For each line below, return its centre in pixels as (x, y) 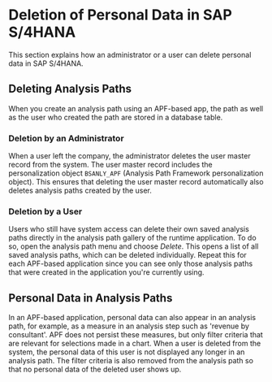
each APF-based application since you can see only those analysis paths (131, 264)
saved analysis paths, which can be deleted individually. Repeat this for (128, 255)
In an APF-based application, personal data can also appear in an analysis (132, 318)
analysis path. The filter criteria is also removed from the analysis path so (131, 361)
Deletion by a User (45, 211)
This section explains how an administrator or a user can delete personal (130, 54)
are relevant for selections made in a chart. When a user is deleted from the (135, 344)
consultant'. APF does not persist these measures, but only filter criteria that (136, 335)
